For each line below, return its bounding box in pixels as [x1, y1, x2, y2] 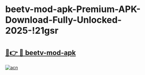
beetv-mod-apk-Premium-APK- [5, 4, 141, 15]
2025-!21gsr [5, 25, 59, 36]
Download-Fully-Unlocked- [5, 14, 122, 26]
